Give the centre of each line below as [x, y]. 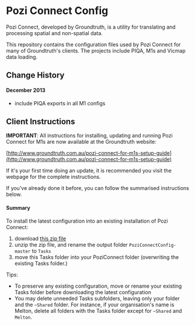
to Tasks [41, 251]
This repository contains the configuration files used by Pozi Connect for [93, 44]
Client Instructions [41, 121]
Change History [35, 75]
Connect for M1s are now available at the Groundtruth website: [81, 142]
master [22, 251]
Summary [18, 208]
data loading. [22, 57]
